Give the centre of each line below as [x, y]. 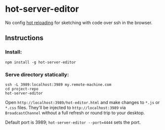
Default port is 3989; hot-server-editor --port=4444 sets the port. [73, 122]
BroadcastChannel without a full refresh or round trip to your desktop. [75, 113]
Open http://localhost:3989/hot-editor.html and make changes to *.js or [82, 102]
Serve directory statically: [37, 75]
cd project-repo [22, 89]
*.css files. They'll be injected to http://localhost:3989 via [65, 107]
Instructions [24, 38]
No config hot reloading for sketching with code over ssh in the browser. [79, 23]
